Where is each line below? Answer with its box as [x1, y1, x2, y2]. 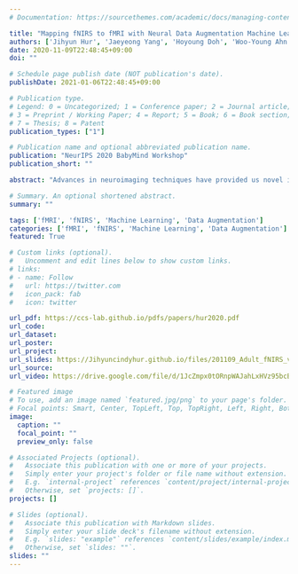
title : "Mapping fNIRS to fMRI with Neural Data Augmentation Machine [9, 28, 276, 38]
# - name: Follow [9, 272, 74, 282]
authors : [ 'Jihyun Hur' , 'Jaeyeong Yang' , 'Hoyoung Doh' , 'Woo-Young [9, 37, 272, 46]
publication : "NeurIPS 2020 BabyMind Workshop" [9, 152, 189, 161]
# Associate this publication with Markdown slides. [9, 518, 216, 528]
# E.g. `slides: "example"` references [9, 535, 165, 544]
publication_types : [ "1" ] [9, 127, 105, 136]
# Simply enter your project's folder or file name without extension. [9, 469, 288, 479]
